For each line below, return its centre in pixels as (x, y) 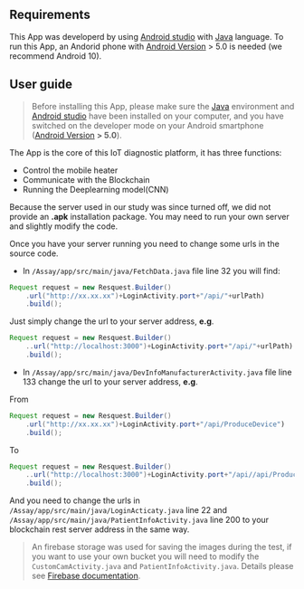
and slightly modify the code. (64, 226)
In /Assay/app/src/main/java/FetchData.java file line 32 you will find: (151, 271)
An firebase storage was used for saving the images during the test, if (161, 547)
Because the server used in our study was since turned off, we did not (140, 206)
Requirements (50, 15)
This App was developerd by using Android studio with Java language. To (147, 36)
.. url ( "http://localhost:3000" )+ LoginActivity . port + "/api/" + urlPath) (160, 347)
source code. (34, 253)
